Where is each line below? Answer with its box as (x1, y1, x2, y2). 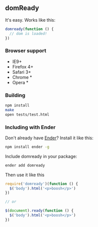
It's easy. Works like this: (5, 17, 56, 23)
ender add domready (5, 162, 45, 168)
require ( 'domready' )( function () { (5, 181, 78, 186)
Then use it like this (5, 172, 45, 178)
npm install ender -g (5, 144, 50, 149)
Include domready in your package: (5, 153, 77, 159)
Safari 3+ (12, 69, 32, 75)
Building (5, 92, 26, 98)
